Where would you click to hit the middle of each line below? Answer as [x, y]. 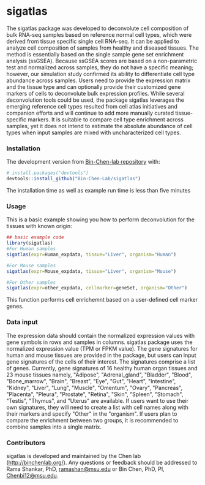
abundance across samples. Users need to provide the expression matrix [99, 80]
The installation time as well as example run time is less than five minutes [99, 190]
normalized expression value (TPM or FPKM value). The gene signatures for [102, 348]
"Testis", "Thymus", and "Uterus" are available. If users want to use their [97, 400]
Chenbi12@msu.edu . [32, 475]
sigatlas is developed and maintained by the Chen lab [74, 456]
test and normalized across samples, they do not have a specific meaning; [100, 67]
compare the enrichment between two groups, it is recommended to [92, 420]
